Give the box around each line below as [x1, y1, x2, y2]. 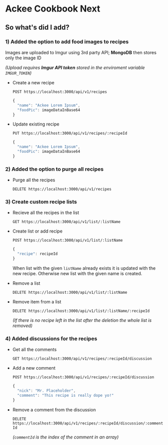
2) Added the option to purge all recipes [5, 165, 104, 172]
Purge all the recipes [12, 177, 55, 183]
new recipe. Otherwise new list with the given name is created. [12, 271, 142, 277]
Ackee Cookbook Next [5, 3, 100, 15]
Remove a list [12, 280, 41, 286]
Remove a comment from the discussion [12, 406, 96, 412]
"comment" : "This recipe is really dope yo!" [17, 393, 114, 398]
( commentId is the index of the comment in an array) [12, 434, 119, 440]
